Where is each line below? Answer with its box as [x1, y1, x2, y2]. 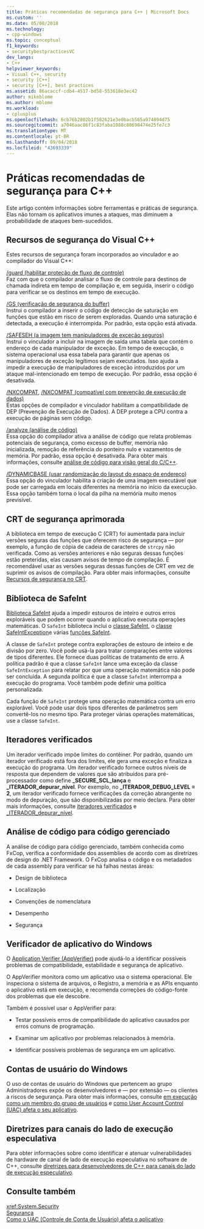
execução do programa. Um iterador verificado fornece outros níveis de [6, 764, 187, 771]
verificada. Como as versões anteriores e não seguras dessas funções [6, 549, 184, 557]
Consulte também [6, 1186, 76, 1197]
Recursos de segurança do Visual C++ [6, 234, 155, 245]
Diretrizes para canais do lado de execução [6, 1124, 174, 1134]
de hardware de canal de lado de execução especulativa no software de [6, 1156, 188, 1163]
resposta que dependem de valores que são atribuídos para [6, 770, 157, 777]
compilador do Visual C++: [6, 257, 74, 265]
